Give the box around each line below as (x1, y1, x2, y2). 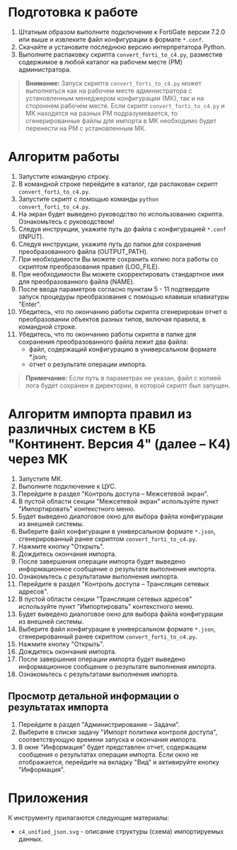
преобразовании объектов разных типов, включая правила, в (18, 315, 206, 323)
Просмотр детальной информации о (8, 690, 180, 702)
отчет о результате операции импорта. (28, 360, 147, 368)
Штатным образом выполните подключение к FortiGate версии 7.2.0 (18, 28, 226, 36)
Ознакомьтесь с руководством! (18, 217, 115, 226)
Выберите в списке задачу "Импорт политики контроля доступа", (18, 728, 218, 736)
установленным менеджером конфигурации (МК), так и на (25, 93, 204, 103)
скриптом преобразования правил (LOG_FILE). (18, 262, 160, 271)
